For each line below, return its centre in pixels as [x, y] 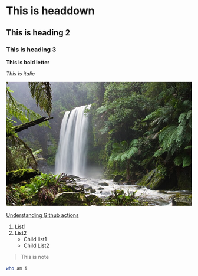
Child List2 [37, 245]
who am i [17, 268]
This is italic [21, 73]
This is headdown [50, 11]
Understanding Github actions [42, 215]
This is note [34, 257]
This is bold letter [28, 62]
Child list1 [35, 239]
